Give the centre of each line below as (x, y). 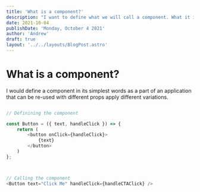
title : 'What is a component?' (45, 12)
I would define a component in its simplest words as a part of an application (99, 90)
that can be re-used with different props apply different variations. (87, 97)
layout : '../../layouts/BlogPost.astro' (57, 45)
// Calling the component (38, 178)
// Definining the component (42, 113)
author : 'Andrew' (28, 34)
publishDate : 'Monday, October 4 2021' (56, 28)
